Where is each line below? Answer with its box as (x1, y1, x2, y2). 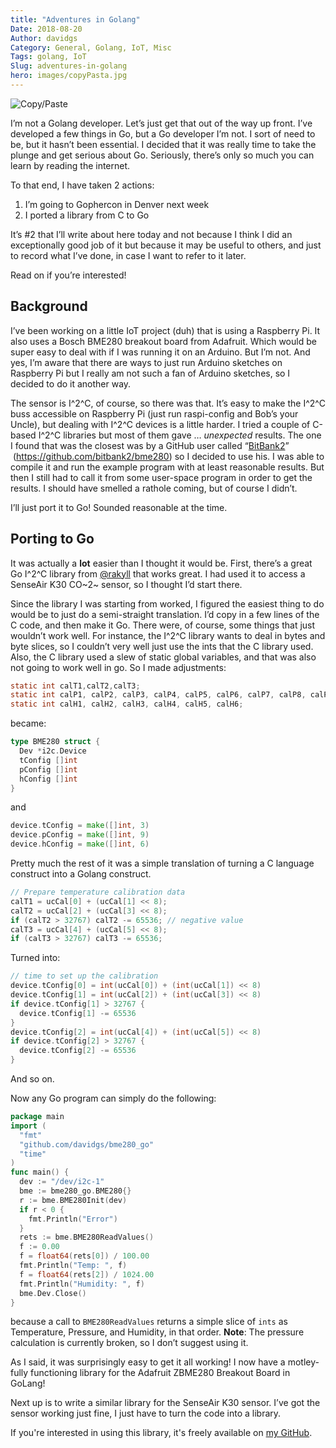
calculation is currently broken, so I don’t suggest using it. (10, 1337, 249, 1349)
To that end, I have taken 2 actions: (10, 179, 155, 191)
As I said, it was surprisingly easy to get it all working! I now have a (10, 1356, 286, 1368)
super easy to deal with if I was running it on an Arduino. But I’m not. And (10, 346, 311, 358)
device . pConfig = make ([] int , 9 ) (10, 830, 150, 840)
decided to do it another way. (10, 377, 132, 390)
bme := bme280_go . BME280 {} (19, 1186, 132, 1196)
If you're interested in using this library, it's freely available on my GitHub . (10, 1427, 313, 1439)
